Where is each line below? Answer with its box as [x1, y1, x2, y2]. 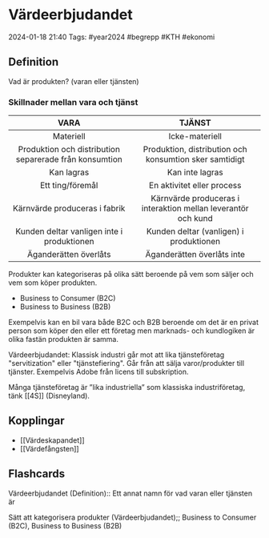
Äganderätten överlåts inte [145, 249, 246, 260]
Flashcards [8, 467, 66, 481]
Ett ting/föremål [39, 180, 98, 191]
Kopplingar [8, 414, 66, 428]
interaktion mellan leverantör [141, 203, 250, 214]
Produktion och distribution [18, 144, 120, 155]
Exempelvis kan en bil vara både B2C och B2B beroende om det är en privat [8, 318, 259, 327]
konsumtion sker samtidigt [145, 154, 246, 165]
